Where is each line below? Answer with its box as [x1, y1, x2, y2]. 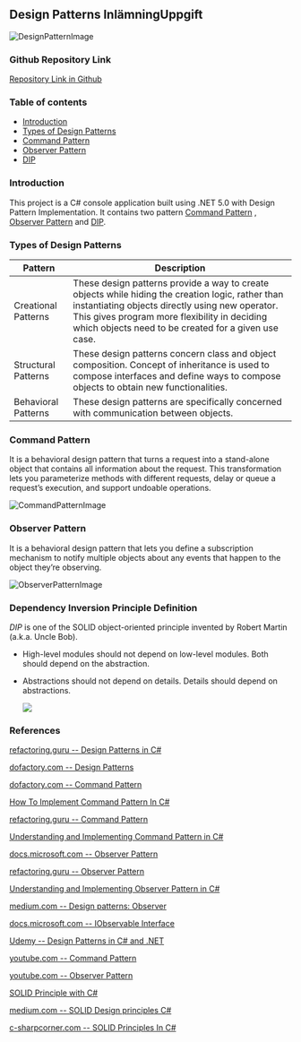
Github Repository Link [9, 53, 112, 65]
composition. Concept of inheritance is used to [73, 358, 271, 371]
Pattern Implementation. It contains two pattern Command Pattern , [9, 206, 257, 218]
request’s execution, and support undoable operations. [9, 483, 212, 494]
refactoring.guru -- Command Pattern [9, 814, 149, 825]
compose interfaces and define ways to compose [73, 370, 281, 382]
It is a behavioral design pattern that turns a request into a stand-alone [9, 454, 271, 465]
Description [154, 262, 206, 274]
